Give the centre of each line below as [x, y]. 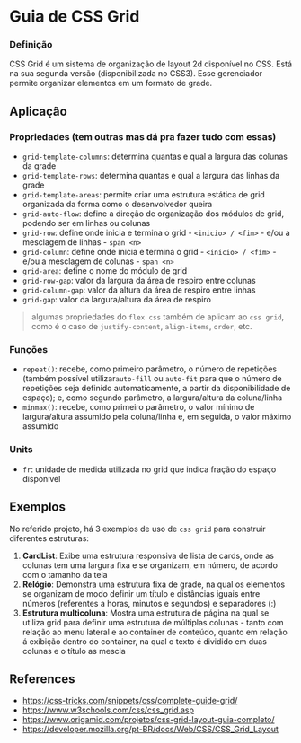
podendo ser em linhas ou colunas [86, 223]
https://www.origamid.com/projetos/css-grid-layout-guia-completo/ [149, 720]
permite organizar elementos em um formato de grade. [111, 83]
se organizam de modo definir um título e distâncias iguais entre [141, 593]
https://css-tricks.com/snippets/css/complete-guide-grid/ [130, 701]
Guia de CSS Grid [75, 17]
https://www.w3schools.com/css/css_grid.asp [108, 710]
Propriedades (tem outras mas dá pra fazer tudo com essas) [143, 136]
